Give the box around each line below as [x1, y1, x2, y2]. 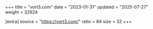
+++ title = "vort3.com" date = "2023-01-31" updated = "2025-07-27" [5, 4, 149, 10]
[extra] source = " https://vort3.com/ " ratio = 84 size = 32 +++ [5, 19, 132, 24]
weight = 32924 [5, 9, 38, 15]
